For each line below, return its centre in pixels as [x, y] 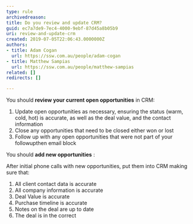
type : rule [20, 12]
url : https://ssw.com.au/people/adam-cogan [66, 56]
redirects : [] [24, 78]
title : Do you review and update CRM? [54, 23]
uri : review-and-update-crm [41, 34]
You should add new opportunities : [50, 154]
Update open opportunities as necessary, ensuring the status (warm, [99, 112]
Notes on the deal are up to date [54, 209]
